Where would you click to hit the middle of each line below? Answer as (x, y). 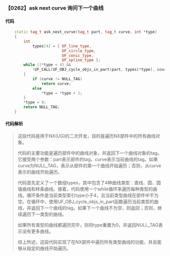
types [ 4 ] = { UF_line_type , (62, 46)
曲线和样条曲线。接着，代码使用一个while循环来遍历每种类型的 (88, 189)
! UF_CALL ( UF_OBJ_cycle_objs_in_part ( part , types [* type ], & (96, 70)
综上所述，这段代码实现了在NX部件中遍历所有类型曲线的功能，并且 (87, 242)
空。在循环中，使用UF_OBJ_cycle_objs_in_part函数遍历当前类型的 (86, 202)
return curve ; (56, 84)
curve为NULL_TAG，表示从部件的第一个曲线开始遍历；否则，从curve (89, 166)
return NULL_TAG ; (41, 107)
